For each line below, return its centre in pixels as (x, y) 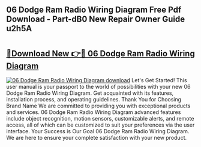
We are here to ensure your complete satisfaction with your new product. (97, 138)
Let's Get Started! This (159, 80)
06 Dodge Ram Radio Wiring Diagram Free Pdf (94, 10)
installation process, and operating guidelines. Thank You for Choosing (94, 99)
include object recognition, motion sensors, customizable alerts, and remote (100, 118)
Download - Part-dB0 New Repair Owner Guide (95, 19)
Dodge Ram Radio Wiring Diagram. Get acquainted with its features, (90, 93)
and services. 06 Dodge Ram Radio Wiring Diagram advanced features (94, 112)
